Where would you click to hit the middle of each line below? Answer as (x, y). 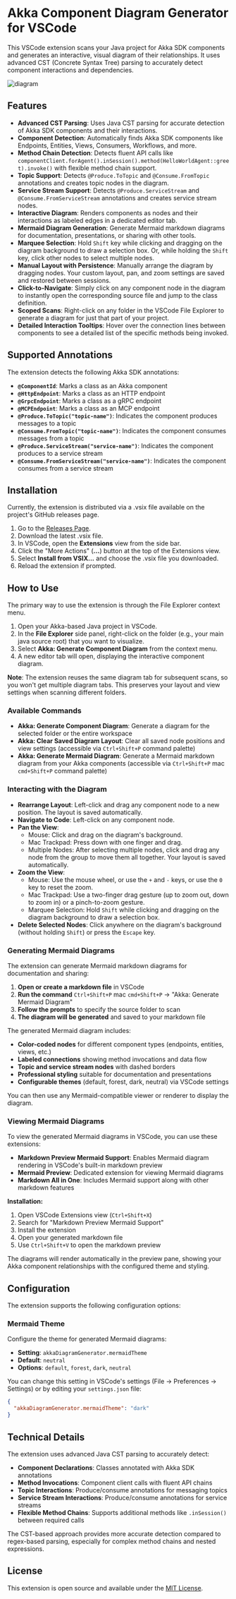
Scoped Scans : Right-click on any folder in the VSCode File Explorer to (120, 310)
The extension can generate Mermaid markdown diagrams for (97, 966)
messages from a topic (51, 438)
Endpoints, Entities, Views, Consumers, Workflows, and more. (107, 145)
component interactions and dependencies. (70, 70)
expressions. (26, 1549)
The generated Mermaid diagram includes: (69, 1031)
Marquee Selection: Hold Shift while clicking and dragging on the (124, 910)
